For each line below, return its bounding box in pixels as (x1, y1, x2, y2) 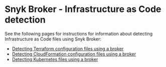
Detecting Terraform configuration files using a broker (12, 45, 124, 51)
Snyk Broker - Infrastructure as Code (5, 3, 161, 15)
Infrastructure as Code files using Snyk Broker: (5, 36, 101, 42)
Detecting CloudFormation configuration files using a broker (12, 51, 136, 57)
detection (5, 14, 46, 25)
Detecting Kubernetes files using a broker (12, 56, 98, 62)
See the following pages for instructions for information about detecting (5, 30, 153, 36)
